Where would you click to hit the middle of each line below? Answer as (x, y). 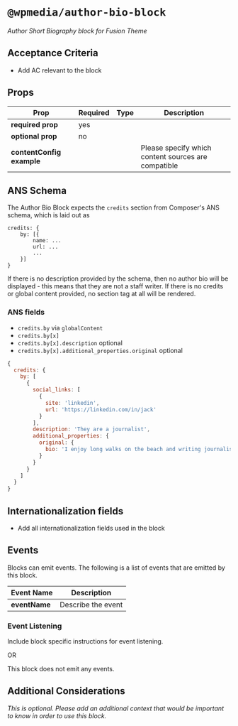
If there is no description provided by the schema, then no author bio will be (118, 278)
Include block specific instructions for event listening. (85, 641)
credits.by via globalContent (60, 327)
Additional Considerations (66, 691)
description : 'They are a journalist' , (92, 429)
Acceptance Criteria (53, 53)
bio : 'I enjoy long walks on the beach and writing (123, 450)
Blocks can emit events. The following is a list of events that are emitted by (116, 568)
